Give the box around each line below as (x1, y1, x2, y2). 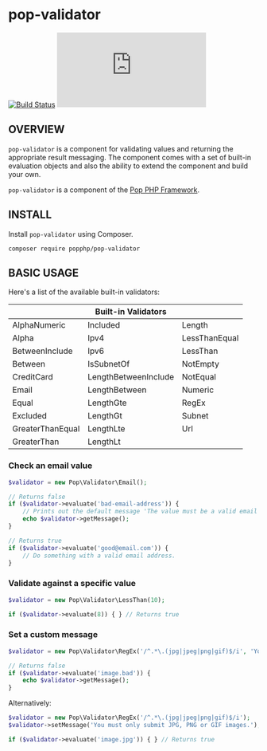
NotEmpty (181, 359, 220, 370)
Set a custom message (8, 629, 98, 640)
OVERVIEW (8, 123, 65, 136)
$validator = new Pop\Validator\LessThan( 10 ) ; (8, 596, 165, 604)
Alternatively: (8, 698, 52, 708)
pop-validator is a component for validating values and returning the (8, 144, 234, 153)
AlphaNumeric (12, 320, 66, 331)
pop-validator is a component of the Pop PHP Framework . (8, 185, 200, 195)
